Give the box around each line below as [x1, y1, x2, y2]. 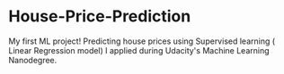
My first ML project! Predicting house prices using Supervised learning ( [8, 36, 276, 46]
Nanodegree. [8, 54, 58, 65]
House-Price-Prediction [8, 6, 191, 27]
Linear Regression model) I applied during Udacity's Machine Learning [8, 45, 271, 55]
